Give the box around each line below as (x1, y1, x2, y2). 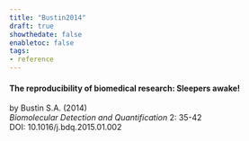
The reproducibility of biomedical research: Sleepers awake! (9, 83, 241, 93)
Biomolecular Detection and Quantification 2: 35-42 (9, 112, 202, 123)
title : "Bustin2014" (9, 13, 87, 22)
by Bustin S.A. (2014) (9, 102, 88, 113)
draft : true (9, 22, 54, 31)
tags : (9, 47, 30, 56)
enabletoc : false (9, 38, 75, 48)
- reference (9, 55, 54, 64)
